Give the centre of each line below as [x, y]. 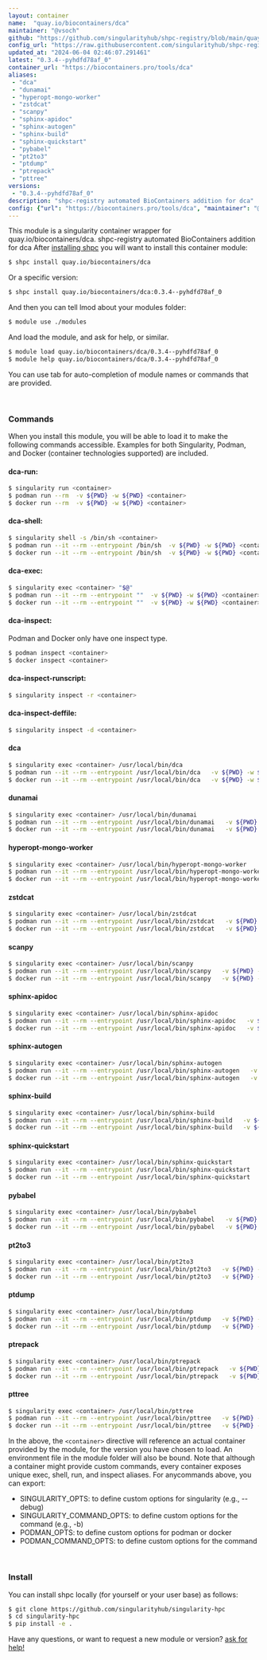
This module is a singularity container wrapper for [90, 231]
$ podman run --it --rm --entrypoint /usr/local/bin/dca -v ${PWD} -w [131, 772]
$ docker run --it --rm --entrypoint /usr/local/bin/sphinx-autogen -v [133, 1078]
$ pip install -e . [41, 1624]
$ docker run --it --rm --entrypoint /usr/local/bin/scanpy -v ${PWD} [131, 978]
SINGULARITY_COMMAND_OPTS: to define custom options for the [129, 1516]
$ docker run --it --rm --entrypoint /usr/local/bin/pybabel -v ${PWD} [133, 1227]
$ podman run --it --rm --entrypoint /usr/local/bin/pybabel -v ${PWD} [133, 1220]
